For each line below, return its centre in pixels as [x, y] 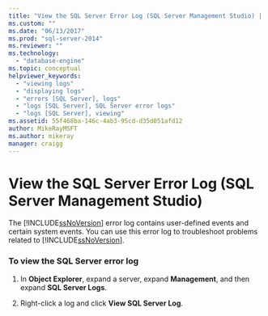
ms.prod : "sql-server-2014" [56, 38]
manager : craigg [36, 143]
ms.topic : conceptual [45, 69]
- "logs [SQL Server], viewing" [70, 114]
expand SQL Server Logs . [64, 287]
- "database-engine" [50, 61]
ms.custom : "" [32, 23]
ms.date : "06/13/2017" [47, 31]
